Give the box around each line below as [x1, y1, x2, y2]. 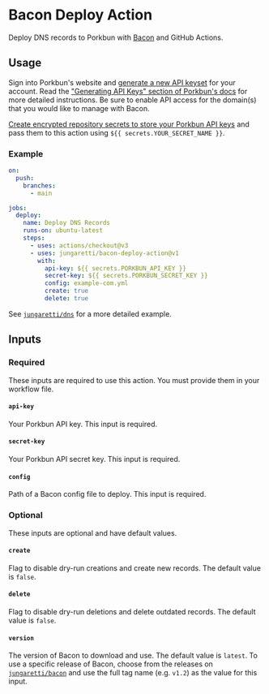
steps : [23, 234, 45, 243]
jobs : [8, 204, 27, 212]
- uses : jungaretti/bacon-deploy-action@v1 [29, 249, 180, 257]
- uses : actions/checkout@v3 [29, 241, 129, 249]
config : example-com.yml [44, 279, 129, 287]
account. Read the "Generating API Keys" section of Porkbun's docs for [8, 86, 248, 96]
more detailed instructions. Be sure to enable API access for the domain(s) [8, 95, 257, 105]
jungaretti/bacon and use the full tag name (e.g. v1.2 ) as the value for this [8, 668, 258, 678]
